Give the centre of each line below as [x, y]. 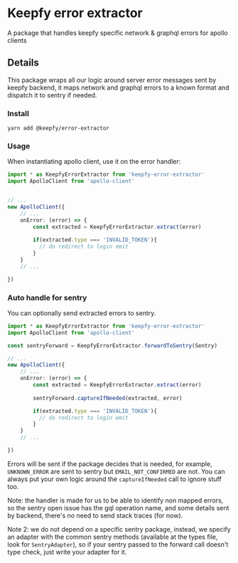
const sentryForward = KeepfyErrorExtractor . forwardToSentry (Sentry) [113, 346]
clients [17, 40]
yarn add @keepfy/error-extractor [59, 128]
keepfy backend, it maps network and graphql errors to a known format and [118, 88]
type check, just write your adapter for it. [67, 552]
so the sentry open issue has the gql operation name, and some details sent [118, 507]
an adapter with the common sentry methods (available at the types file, [113, 537]
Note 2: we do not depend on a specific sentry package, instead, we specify [119, 529]
